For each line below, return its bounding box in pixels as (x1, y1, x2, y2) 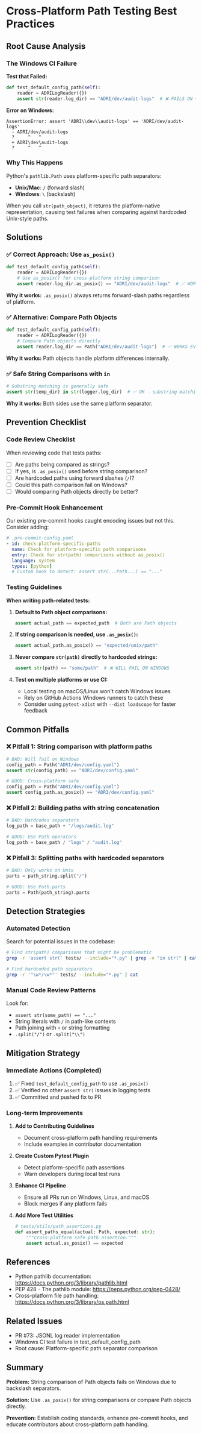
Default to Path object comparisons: (14, 608, 108, 615)
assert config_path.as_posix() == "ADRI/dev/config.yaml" (6, 790, 155, 796)
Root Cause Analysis (6, 41, 86, 51)
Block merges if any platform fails (23, 1200, 107, 1207)
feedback (23, 707, 48, 714)
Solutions (6, 232, 43, 242)
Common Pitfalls (6, 725, 70, 735)
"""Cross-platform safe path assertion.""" (26, 1234, 136, 1241)
